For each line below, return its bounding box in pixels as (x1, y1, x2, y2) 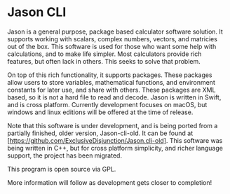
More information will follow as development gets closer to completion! (7, 178, 212, 186)
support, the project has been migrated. (7, 151, 123, 160)
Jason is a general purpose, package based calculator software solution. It (7, 27, 223, 36)
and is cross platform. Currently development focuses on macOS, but (7, 100, 208, 109)
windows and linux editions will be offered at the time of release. (7, 108, 194, 116)
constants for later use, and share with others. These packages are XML (7, 85, 216, 94)
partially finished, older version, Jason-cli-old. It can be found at (7, 129, 194, 137)
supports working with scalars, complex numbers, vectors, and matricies (7, 34, 217, 43)
